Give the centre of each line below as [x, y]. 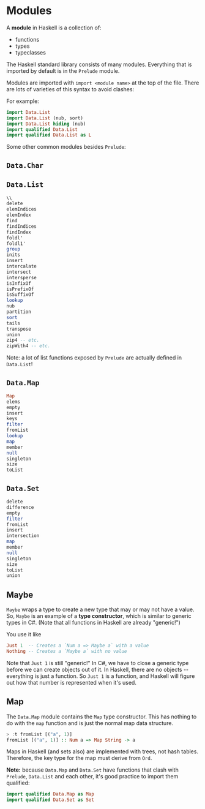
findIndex [19, 232]
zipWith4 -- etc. [28, 346]
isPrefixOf [20, 289]
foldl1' [16, 243]
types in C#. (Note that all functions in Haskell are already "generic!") [93, 623]
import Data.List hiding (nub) [46, 124]
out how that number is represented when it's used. [71, 682]
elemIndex [19, 215]
